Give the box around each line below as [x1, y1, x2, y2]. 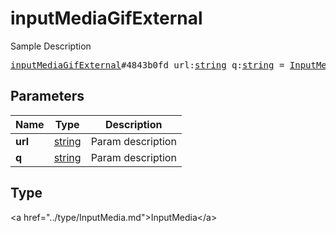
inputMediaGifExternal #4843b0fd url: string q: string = [10, 59, 285, 71]
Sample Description [10, 40, 92, 52]
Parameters [10, 88, 85, 105]
